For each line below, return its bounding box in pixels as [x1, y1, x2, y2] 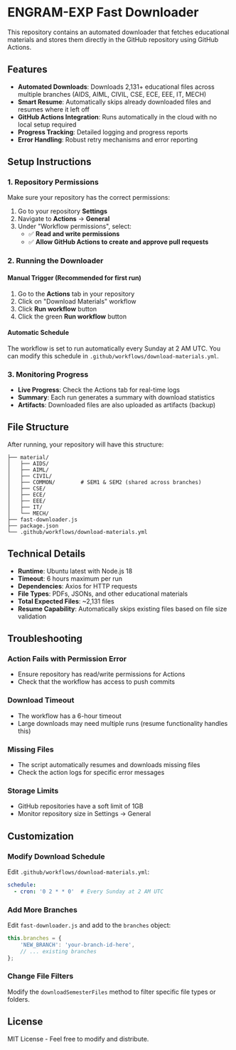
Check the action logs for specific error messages [17, 768, 165, 776]
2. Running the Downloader [7, 256, 104, 266]
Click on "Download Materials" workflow [17, 296, 136, 306]
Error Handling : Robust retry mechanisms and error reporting [17, 135, 198, 144]
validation [17, 612, 47, 621]
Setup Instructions [7, 156, 92, 168]
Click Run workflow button [17, 304, 97, 313]
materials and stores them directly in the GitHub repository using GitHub [7, 35, 219, 43]
